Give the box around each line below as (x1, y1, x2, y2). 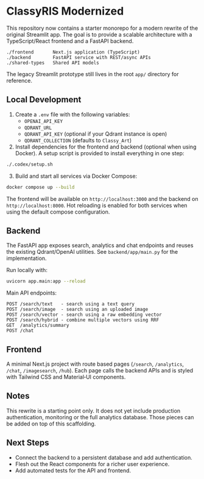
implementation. (6, 254, 47, 262)
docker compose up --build (6, 184, 75, 190)
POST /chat (6, 327, 34, 334)
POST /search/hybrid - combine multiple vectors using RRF (6, 317, 160, 323)
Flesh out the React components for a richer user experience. (15, 460, 170, 467)
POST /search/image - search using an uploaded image (6, 306, 149, 313)
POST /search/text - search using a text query (6, 301, 135, 307)
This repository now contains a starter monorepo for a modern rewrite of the (6, 24, 199, 32)
